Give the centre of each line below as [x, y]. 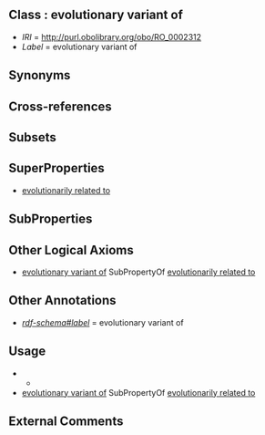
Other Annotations [62, 300]
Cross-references [61, 106]
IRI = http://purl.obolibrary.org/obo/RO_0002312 [112, 36]
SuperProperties [57, 168]
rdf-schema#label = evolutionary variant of [102, 322]
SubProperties [51, 219]
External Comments [66, 422]
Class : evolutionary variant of [96, 15]
